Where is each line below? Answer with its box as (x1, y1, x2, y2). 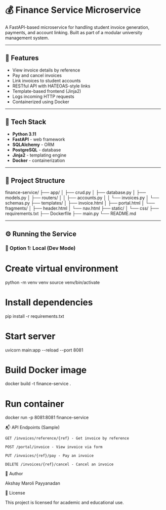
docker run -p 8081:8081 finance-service (5, 415, 89, 421)
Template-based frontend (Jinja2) (12, 88, 82, 94)
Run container (5, 398, 64, 409)
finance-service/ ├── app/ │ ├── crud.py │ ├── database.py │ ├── (5, 190, 146, 196)
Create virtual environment (5, 263, 119, 274)
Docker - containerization (12, 157, 65, 163)
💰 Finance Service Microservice (5, 4, 141, 16)
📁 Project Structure (5, 176, 65, 185)
